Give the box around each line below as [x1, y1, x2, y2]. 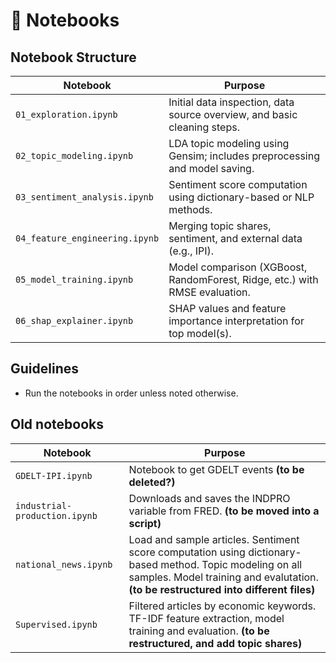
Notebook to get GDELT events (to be [128, 462, 305, 476]
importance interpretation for [168, 314, 305, 328]
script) [128, 516, 162, 530]
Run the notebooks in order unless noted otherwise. [24, 387, 239, 399]
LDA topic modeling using [168, 137, 290, 150]
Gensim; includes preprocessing [168, 149, 321, 163]
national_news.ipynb [15, 559, 113, 570]
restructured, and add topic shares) [128, 636, 303, 650]
